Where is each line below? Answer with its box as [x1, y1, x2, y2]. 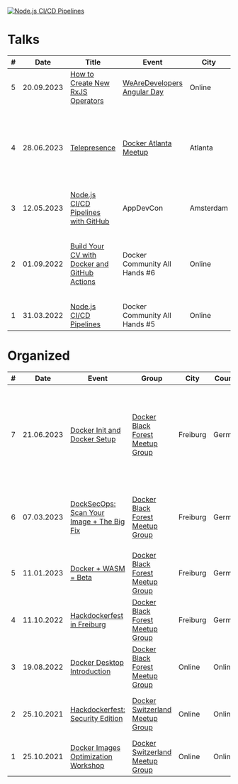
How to [69, 69, 94, 79]
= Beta [69, 572, 92, 582]
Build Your [69, 241, 105, 251]
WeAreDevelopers [123, 78, 183, 88]
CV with [69, 250, 97, 260]
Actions [69, 277, 96, 287]
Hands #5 [123, 319, 156, 329]
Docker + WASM [69, 563, 125, 573]
